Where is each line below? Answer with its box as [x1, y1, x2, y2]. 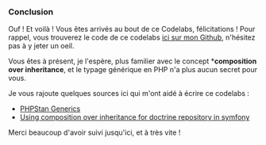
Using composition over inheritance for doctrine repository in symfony [19, 113, 250, 122]
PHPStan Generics [19, 104, 81, 113]
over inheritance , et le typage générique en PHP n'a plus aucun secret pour [8, 65, 258, 74]
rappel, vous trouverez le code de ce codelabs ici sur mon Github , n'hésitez [8, 32, 256, 42]
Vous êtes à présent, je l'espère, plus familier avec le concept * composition [8, 56, 257, 66]
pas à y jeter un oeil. [8, 41, 75, 51]
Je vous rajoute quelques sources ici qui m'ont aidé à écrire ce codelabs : [8, 89, 250, 98]
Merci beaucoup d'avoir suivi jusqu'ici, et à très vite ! [8, 128, 181, 137]
